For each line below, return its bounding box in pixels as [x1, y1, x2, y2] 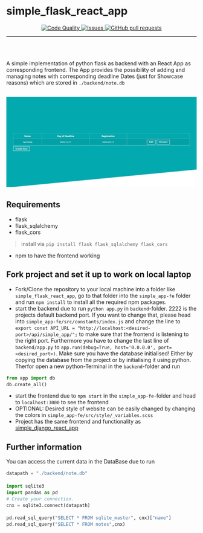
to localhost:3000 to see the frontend [14, 399, 109, 406]
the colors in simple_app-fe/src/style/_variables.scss [14, 412, 153, 419]
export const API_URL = [14, 325, 76, 331]
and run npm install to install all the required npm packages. [14, 298, 167, 306]
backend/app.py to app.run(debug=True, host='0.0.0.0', [14, 343, 156, 350]
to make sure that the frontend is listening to [79, 331, 189, 338]
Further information [6, 442, 82, 452]
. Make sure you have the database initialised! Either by [56, 349, 193, 357]
